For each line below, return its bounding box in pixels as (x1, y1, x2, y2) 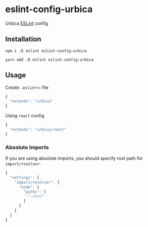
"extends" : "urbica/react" (10, 127, 67, 132)
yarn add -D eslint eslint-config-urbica (5, 57, 94, 62)
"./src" (27, 194, 44, 199)
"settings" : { (10, 175, 39, 180)
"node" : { (18, 185, 39, 190)
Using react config (5, 113, 44, 119)
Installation (5, 35, 41, 43)
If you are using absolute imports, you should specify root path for (5, 155, 143, 161)
